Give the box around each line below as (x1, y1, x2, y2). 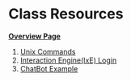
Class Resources (8, 5, 124, 23)
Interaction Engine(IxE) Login (19, 55, 117, 65)
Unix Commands (19, 47, 76, 56)
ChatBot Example (19, 63, 78, 73)
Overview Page (8, 31, 61, 41)
